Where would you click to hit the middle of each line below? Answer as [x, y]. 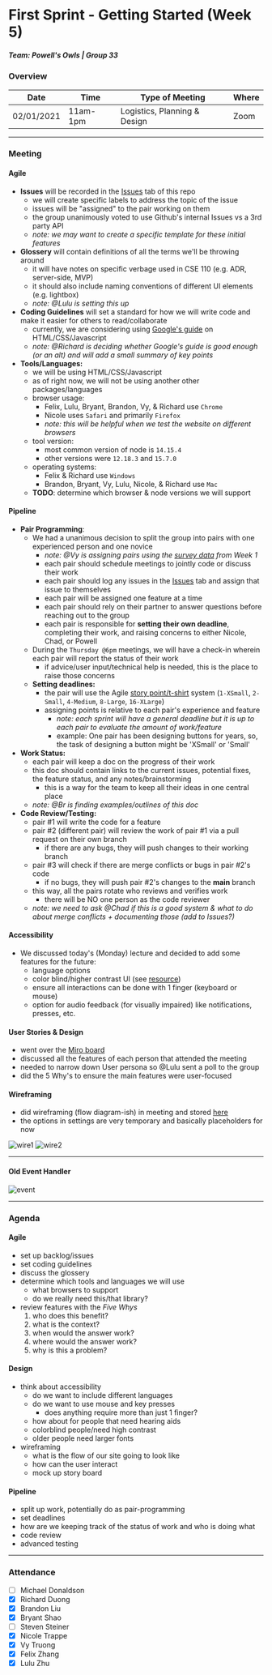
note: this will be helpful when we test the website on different [148, 424]
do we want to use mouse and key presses [104, 1404]
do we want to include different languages [102, 1395]
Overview [28, 76]
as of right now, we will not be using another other [116, 380]
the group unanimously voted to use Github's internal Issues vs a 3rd [147, 217]
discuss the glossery [55, 1272]
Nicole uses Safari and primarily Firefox [112, 415]
